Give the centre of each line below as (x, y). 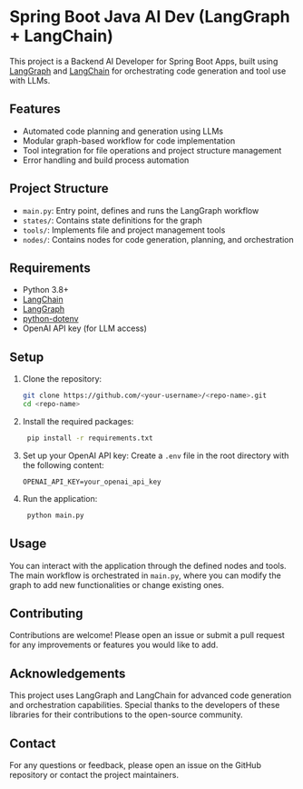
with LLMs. (30, 80)
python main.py (55, 515)
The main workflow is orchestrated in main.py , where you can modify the (145, 575)
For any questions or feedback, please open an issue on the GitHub (135, 764)
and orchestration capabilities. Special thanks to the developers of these (145, 705)
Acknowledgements (68, 673)
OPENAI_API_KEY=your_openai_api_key (92, 482)
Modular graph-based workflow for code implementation (129, 140)
